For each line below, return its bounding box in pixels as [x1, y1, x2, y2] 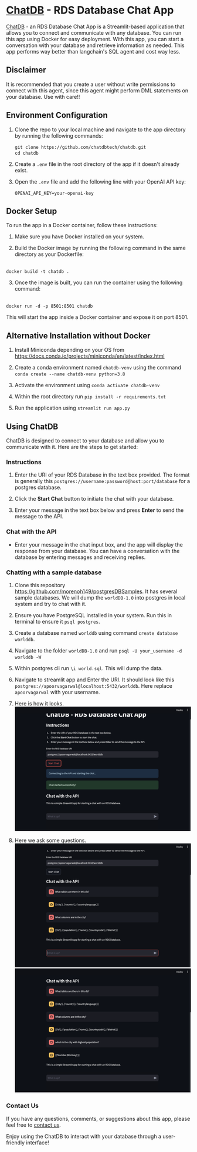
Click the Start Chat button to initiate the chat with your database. [14, 495, 174, 502]
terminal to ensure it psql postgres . [14, 618, 101, 625]
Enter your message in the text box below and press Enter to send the [14, 507, 184, 514]
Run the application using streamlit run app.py [14, 404, 130, 412]
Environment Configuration [6, 110, 108, 121]
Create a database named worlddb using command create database [14, 629, 178, 636]
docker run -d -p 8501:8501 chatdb [6, 304, 93, 309]
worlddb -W [14, 654, 42, 660]
